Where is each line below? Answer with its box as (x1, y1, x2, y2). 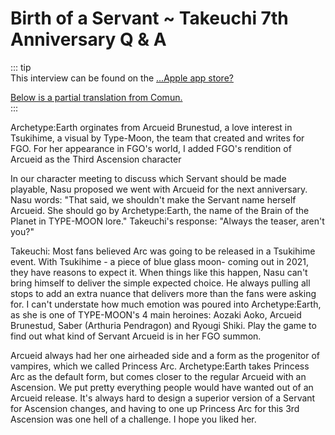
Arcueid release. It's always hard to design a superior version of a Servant (10, 392, 316, 404)
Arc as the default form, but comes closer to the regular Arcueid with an (10, 370, 307, 382)
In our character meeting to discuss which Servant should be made (10, 172, 287, 184)
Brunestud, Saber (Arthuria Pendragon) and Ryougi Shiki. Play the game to (10, 319, 317, 331)
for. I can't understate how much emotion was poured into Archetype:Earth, (10, 298, 322, 310)
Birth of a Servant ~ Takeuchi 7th (10, 7, 289, 30)
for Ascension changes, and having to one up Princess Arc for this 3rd (10, 402, 300, 414)
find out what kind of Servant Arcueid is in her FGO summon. (10, 330, 262, 342)
